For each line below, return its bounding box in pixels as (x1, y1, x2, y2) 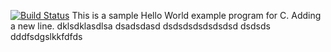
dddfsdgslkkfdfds (10, 31, 83, 42)
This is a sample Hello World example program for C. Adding (71, 10, 322, 21)
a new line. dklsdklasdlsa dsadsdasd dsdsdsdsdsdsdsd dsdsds (10, 20, 271, 32)
